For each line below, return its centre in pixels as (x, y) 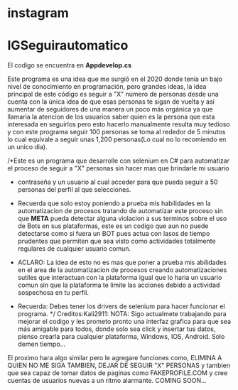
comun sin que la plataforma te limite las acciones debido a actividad (119, 285)
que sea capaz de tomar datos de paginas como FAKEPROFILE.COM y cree (118, 373)
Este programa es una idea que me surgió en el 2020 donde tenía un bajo (115, 79)
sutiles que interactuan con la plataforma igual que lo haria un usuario (120, 278)
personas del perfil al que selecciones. (74, 190)
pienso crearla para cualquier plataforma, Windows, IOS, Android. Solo (121, 337)
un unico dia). (27, 147)
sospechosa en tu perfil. (53, 293)
